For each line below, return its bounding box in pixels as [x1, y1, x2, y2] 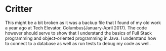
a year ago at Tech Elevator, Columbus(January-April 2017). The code [5, 25, 147, 30]
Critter [5, 3, 33, 15]
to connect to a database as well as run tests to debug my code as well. [5, 40, 151, 46]
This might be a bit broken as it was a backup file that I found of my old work [5, 20, 162, 25]
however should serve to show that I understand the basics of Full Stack [5, 30, 152, 36]
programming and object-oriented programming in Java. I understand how [5, 35, 157, 41]
